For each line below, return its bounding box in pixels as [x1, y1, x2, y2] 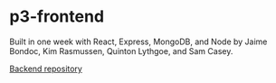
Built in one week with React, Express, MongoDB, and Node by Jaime [9, 36, 268, 47]
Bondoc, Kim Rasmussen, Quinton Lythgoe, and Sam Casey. [9, 45, 233, 56]
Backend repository [9, 63, 83, 74]
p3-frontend [9, 6, 105, 27]
